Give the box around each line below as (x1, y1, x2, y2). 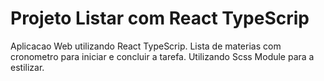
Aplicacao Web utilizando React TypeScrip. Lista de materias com (10, 40, 282, 52)
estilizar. (10, 61, 45, 73)
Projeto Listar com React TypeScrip (10, 7, 310, 30)
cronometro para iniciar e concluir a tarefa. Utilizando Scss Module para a (10, 50, 315, 62)
